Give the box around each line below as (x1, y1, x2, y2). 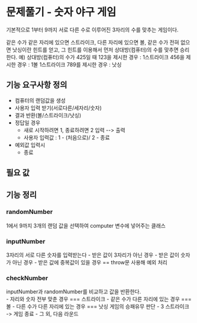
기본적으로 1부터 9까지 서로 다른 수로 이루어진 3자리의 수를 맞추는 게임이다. (6, 26, 179, 33)
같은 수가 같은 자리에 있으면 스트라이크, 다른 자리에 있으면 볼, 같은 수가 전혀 (6, 39, 179, 46)
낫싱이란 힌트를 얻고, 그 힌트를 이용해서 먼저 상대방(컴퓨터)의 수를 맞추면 (12, 46, 179, 53)
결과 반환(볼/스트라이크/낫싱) (14, 111, 82, 119)
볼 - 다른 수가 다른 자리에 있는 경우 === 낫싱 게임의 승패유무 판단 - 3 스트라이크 (6, 303, 189, 310)
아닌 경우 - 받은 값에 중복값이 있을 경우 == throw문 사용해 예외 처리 (12, 259, 167, 266)
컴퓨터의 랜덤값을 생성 (14, 97, 66, 104)
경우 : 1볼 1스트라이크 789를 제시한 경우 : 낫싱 (17, 60, 122, 68)
